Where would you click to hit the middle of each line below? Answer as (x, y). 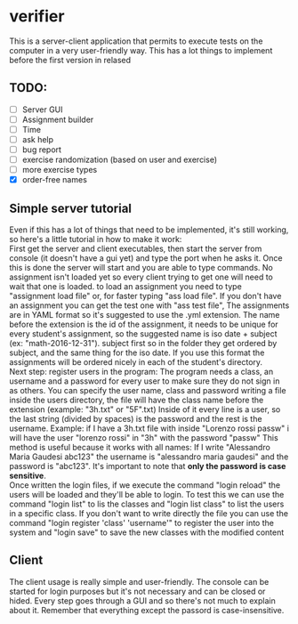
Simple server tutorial (70, 208)
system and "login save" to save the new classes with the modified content (147, 532)
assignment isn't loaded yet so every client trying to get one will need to (141, 277)
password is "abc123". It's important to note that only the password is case (148, 466)
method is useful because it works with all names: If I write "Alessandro (140, 448)
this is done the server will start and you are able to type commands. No (141, 268)
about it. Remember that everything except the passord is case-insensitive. (147, 610)
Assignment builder (58, 119)
